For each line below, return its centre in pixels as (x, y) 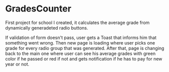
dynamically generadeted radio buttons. (47, 27)
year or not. (17, 64)
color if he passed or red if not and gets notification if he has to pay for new (84, 58)
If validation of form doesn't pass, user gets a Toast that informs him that (81, 37)
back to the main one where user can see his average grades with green (80, 53)
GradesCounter (38, 9)
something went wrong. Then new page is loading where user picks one (80, 42)
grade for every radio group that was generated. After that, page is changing (85, 48)
